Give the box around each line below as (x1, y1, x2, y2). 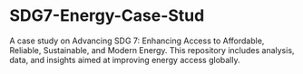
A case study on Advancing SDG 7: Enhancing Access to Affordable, (9, 35, 265, 46)
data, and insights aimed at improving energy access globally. (9, 54, 240, 65)
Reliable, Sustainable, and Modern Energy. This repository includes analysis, (9, 44, 295, 55)
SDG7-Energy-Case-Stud (9, 5, 205, 26)
